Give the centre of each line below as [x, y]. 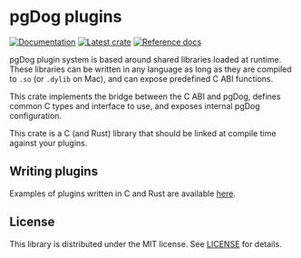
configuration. [35, 115]
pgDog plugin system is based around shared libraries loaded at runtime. [146, 59]
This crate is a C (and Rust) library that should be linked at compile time [143, 133]
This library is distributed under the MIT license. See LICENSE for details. [146, 243]
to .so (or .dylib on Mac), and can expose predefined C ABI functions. [141, 78]
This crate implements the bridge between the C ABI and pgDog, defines [145, 96]
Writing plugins [53, 171]
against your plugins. [49, 143]
